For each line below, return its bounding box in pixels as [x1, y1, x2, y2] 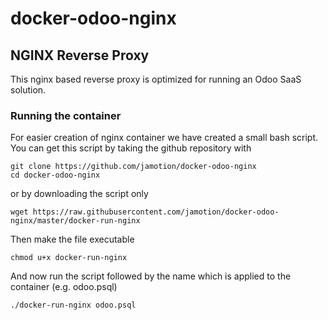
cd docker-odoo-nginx [10, 170, 101, 181]
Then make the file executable [10, 233, 135, 246]
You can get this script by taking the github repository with [10, 142, 252, 154]
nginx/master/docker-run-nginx [10, 216, 141, 226]
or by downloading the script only [10, 188, 149, 200]
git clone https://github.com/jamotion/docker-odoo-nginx [10, 162, 257, 172]
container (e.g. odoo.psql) [10, 281, 118, 293]
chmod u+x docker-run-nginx [10, 253, 128, 263]
